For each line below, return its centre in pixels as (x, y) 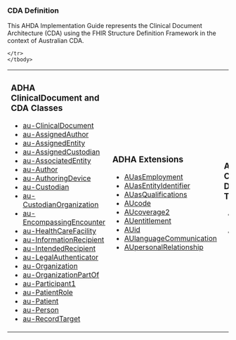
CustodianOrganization (61, 204)
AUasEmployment (153, 177)
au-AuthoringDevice (57, 178)
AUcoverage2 (147, 212)
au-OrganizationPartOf (61, 275)
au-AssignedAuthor (56, 134)
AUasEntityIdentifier (157, 186)
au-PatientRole (48, 292)
